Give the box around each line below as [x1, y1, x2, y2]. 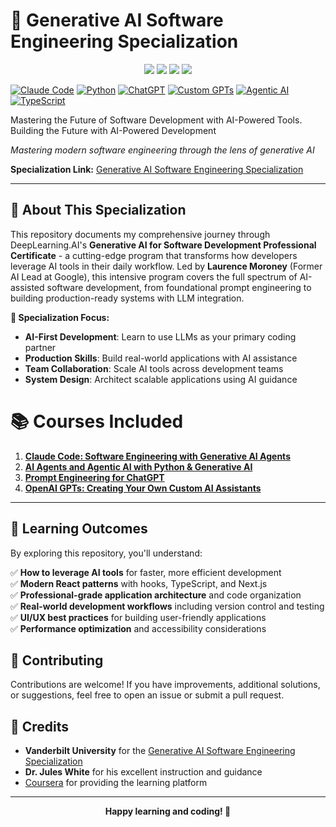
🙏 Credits [10, 718, 70, 735]
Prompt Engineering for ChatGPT [24, 471, 165, 483]
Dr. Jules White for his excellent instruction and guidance [24, 766, 263, 778]
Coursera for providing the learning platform [24, 777, 208, 789]
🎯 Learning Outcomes [10, 520, 148, 538]
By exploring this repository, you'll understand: [10, 547, 203, 559]
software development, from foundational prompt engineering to [46, 281, 312, 293]
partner [24, 341, 57, 353]
